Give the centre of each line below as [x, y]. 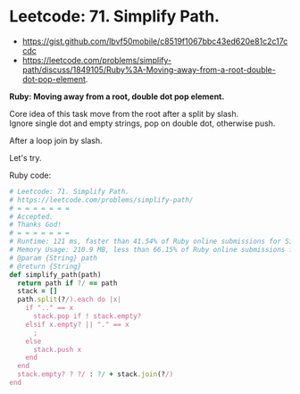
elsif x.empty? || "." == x [77, 324]
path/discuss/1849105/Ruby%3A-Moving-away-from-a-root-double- [149, 70]
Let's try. [25, 157]
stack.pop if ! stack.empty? [87, 316]
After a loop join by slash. [56, 140]
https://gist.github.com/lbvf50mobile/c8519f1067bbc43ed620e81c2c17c [155, 41]
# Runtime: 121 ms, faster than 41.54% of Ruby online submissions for [145, 242]
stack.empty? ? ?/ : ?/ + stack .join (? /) [96, 374]
